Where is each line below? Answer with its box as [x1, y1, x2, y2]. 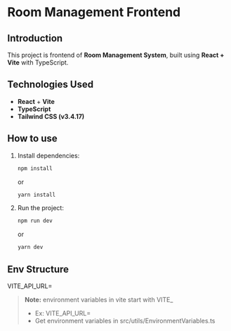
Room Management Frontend [7, 4, 181, 20]
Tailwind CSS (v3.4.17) [17, 112, 85, 120]
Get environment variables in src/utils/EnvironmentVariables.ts [34, 316, 216, 325]
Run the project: [17, 204, 65, 212]
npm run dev [17, 217, 53, 225]
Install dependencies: [17, 151, 80, 160]
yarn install [17, 191, 56, 198]
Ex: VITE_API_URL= [34, 309, 91, 317]
